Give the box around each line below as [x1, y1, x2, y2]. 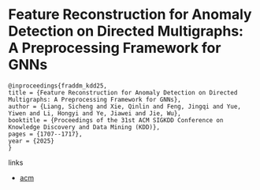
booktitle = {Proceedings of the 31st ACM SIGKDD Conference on [8, 116, 224, 124]
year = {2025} [8, 136, 55, 145]
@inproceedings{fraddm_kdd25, [8, 81, 108, 90]
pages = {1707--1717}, [8, 130, 83, 138]
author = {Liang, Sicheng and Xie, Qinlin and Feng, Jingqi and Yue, [8, 102, 242, 110]
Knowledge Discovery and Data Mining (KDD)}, [8, 123, 160, 131]
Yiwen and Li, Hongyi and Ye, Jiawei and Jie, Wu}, [8, 109, 181, 117]
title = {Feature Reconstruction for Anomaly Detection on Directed [8, 88, 238, 96]
